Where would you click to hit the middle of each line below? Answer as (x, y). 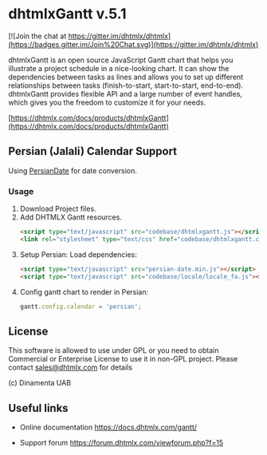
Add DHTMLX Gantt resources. (71, 217)
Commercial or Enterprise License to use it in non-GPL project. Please (123, 359)
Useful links (39, 408)
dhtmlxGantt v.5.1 (67, 14)
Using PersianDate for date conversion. (73, 170)
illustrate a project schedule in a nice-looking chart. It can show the (119, 68)
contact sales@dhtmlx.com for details (71, 367)
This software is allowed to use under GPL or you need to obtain (114, 350)
